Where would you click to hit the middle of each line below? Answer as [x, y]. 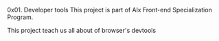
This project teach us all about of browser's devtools [82, 30]
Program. [20, 17]
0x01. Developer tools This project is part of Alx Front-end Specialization [110, 10]
